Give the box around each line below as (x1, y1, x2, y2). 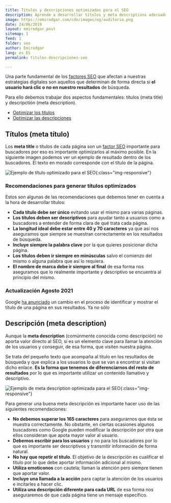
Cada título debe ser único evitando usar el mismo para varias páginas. (12, 209, 163, 215)
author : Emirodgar (5, 45, 44, 51)
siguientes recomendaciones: (5, 406, 67, 412)
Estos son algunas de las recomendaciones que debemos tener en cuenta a (5, 194, 164, 200)
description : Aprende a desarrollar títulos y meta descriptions (5, 12, 147, 17)
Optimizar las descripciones (12, 115, 72, 121)
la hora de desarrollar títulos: (5, 199, 66, 205)
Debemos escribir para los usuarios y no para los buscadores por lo (12, 438, 158, 444)
